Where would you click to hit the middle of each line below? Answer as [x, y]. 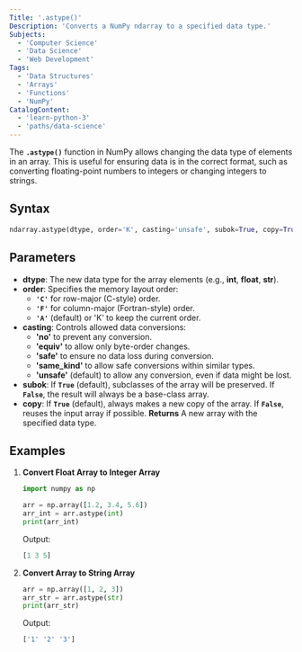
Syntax [30, 209]
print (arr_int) [51, 522]
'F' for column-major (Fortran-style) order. [115, 308]
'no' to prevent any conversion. [94, 336]
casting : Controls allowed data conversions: [104, 327]
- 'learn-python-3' [54, 118]
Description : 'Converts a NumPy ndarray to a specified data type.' [140, 26]
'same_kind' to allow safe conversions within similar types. [146, 365]
